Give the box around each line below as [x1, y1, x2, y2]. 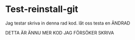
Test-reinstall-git [5, 3, 78, 15]
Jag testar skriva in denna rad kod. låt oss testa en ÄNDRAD [5, 20, 130, 26]
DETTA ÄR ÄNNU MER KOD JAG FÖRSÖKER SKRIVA [5, 29, 114, 35]
